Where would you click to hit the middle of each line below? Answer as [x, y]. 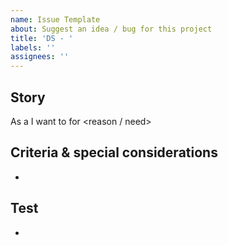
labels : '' [33, 47]
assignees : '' [40, 57]
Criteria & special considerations [114, 152]
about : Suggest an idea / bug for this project [111, 29]
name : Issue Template [55, 19]
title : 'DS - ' [42, 38]
